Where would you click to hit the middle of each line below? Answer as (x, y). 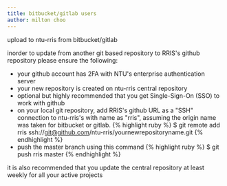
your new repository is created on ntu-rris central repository (102, 88)
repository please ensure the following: (63, 60)
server (26, 81)
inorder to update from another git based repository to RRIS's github (104, 53)
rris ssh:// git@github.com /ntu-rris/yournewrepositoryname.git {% (110, 132)
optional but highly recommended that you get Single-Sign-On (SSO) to (118, 95)
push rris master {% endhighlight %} (69, 154)
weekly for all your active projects (55, 175)
